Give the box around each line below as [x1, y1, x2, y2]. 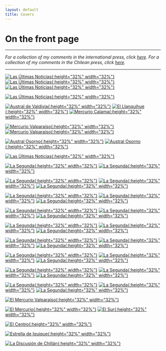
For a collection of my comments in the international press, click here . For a [5, 54, 160, 60]
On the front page [5, 33, 79, 45]
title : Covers [5, 12, 35, 17]
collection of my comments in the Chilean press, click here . [5, 59, 126, 65]
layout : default [5, 7, 39, 12]
